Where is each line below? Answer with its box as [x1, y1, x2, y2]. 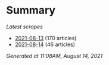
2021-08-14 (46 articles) [14, 41, 76, 48]
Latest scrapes [6, 23, 43, 30]
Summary [6, 4, 55, 17]
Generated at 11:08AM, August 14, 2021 [6, 52, 103, 59]
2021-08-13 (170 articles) [14, 34, 77, 41]
